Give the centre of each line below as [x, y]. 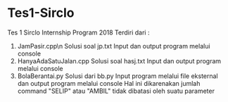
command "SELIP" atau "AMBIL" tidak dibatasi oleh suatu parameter [116, 91]
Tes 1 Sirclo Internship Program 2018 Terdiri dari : [78, 32]
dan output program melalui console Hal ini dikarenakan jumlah [109, 83]
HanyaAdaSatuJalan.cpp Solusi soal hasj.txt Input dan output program [119, 60]
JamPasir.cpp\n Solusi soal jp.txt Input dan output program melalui [114, 46]
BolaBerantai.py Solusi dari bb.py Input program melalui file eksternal [118, 76]
